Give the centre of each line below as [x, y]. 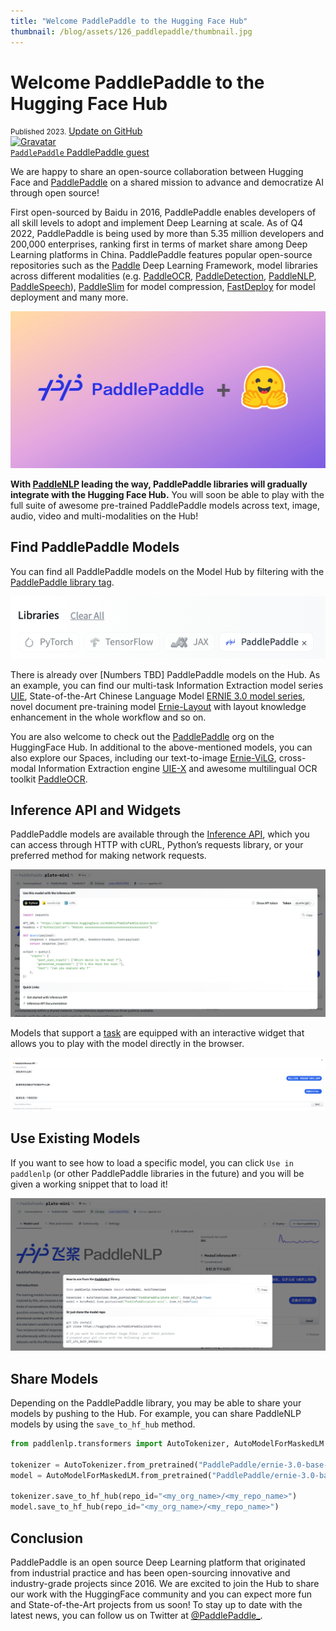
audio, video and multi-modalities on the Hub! [104, 516]
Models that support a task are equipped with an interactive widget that [157, 1032]
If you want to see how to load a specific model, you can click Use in [152, 1162]
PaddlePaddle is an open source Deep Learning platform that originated [158, 1562]
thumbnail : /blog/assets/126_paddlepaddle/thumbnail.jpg [131, 31]
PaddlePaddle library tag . [62, 582]
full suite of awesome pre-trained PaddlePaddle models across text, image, [165, 505]
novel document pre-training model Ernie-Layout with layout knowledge [158, 706]
